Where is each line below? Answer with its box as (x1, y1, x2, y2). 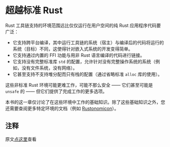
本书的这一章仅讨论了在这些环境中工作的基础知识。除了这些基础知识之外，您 (5, 99, 165, 105)
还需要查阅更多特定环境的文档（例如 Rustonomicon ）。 (5, 105, 119, 112)
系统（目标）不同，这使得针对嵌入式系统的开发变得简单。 (12, 46, 133, 52)
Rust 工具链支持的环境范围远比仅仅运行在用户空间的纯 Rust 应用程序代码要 (5, 22, 161, 28)
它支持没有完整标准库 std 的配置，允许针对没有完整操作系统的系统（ (12, 58, 156, 64)
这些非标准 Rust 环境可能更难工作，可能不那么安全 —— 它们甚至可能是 (5, 82, 153, 88)
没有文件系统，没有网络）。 (21, 64, 78, 71)
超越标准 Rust (5, 5, 63, 16)
